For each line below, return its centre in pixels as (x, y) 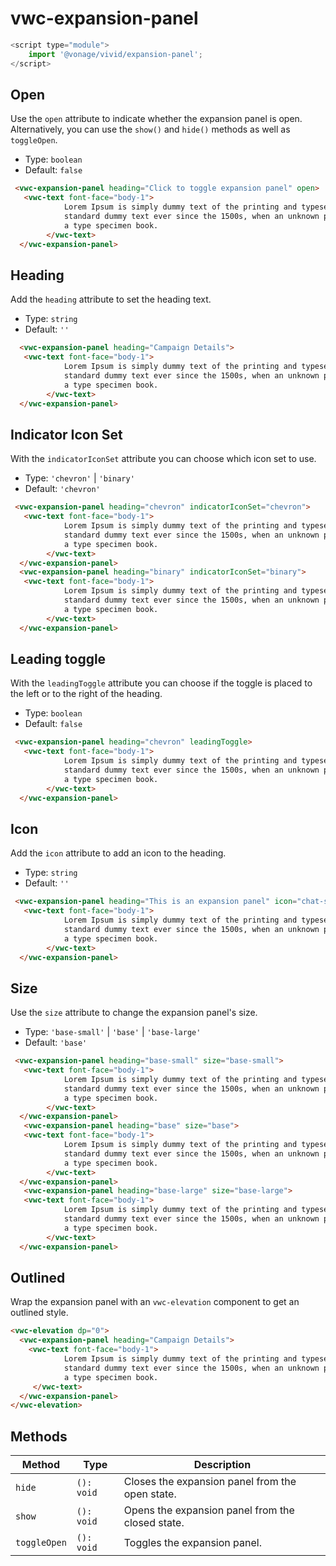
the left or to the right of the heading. (86, 694)
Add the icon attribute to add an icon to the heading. (118, 853)
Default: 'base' (56, 1043)
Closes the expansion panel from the (210, 1482)
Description (222, 1465)
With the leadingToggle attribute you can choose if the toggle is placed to (161, 683)
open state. (150, 1494)
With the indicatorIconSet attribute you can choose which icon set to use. (163, 459)
